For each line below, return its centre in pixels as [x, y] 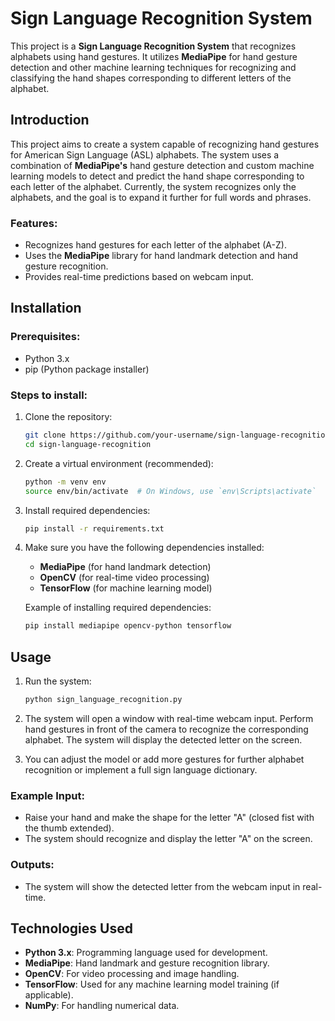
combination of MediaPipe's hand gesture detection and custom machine [162, 165]
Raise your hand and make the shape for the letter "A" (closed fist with [169, 818]
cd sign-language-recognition [88, 444]
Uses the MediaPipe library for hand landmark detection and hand [161, 256]
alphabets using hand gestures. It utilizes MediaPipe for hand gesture [154, 56]
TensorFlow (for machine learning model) [126, 588]
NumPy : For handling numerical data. [102, 1006]
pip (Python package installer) [87, 369]
